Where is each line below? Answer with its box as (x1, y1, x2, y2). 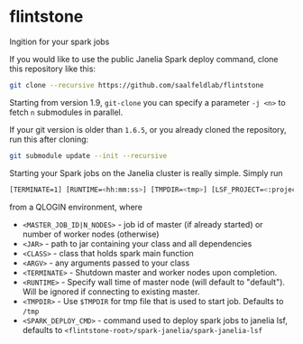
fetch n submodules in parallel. (9, 107, 124, 117)
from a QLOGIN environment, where (9, 201, 142, 212)
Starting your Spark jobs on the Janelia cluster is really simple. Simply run (9, 167, 283, 178)
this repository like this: (9, 63, 96, 74)
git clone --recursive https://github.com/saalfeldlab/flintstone (9, 80, 264, 89)
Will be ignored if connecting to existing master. (22, 286, 200, 297)
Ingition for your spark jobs (9, 36, 110, 47)
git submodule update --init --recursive (9, 151, 168, 160)
